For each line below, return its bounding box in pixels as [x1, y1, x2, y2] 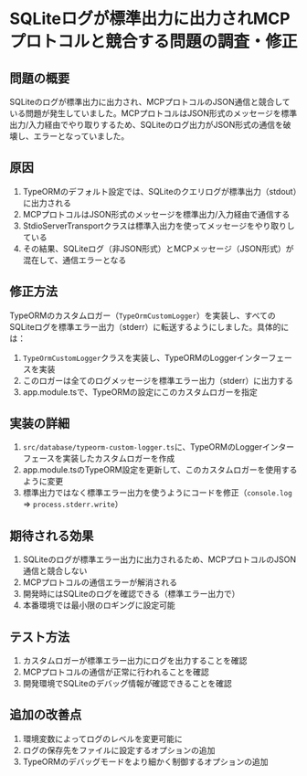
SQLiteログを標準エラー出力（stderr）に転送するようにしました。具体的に [9, 321, 290, 332]
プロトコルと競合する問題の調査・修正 [9, 31, 299, 52]
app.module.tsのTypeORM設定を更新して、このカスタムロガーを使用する [22, 464, 298, 475]
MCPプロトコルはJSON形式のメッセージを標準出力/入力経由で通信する [22, 208, 291, 219]
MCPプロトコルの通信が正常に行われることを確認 [22, 666, 209, 677]
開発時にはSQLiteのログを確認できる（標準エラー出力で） [22, 589, 240, 600]
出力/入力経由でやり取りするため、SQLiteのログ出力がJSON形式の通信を [9, 120, 283, 130]
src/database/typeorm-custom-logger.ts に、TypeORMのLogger [22, 441, 263, 452]
